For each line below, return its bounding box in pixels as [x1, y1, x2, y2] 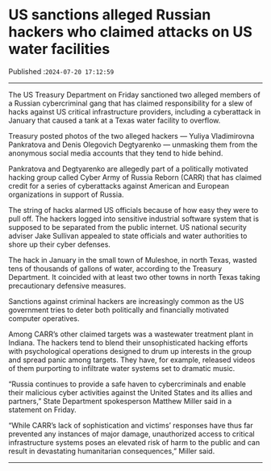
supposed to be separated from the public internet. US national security [8, 222, 248, 231]
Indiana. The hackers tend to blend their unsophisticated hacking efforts [8, 337, 248, 348]
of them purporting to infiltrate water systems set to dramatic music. [8, 363, 236, 373]
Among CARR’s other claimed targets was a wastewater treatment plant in [8, 329, 254, 339]
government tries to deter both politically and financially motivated [8, 305, 229, 315]
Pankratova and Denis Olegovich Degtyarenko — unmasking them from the [8, 140, 258, 149]
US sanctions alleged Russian [8, 6, 211, 24]
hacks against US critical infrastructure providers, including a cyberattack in [8, 106, 261, 116]
